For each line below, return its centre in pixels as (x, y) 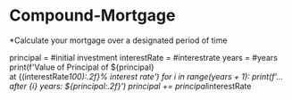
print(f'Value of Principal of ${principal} (82, 67)
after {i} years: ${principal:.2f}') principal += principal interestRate (130, 86)
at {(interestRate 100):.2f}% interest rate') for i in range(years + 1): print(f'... (146, 76)
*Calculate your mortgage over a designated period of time (118, 40)
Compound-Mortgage (92, 16)
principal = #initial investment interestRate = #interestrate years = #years (144, 57)
